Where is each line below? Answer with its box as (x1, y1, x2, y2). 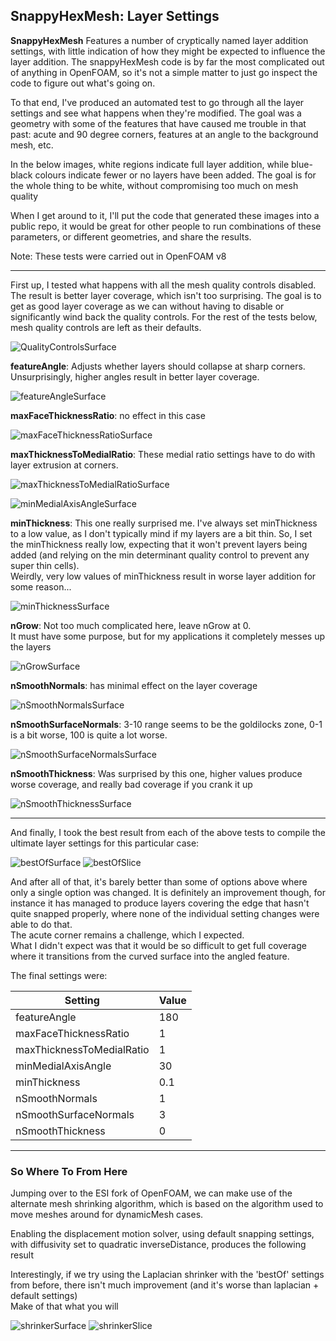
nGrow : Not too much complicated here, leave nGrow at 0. (10, 619, 252, 631)
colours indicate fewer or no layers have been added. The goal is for (34, 169, 317, 181)
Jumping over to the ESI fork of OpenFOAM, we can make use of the (10, 1187, 293, 1199)
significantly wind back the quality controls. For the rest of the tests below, (10, 310, 318, 323)
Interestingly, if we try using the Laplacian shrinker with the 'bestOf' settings (10, 1269, 325, 1281)
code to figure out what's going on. (10, 77, 156, 89)
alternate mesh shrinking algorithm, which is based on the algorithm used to (10, 1198, 324, 1210)
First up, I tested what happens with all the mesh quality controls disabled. (10, 279, 317, 291)
